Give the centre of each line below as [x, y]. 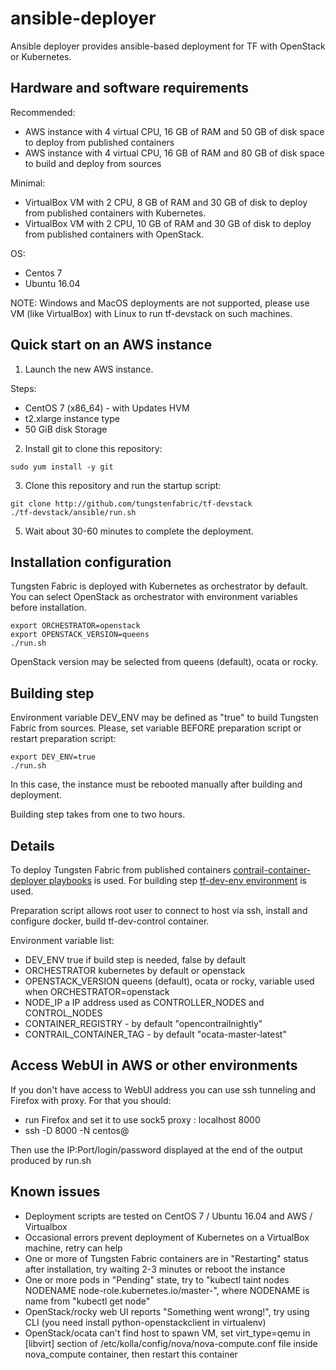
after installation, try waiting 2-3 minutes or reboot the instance [155, 1269]
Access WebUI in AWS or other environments [154, 1065]
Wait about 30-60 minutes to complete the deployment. [139, 531]
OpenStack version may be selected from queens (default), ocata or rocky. [164, 662]
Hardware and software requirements [130, 88]
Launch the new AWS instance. [89, 369]
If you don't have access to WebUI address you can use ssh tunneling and [163, 1089]
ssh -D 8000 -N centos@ [77, 1130]
